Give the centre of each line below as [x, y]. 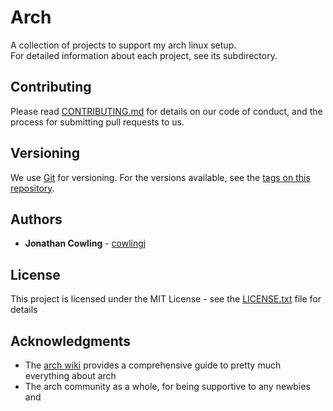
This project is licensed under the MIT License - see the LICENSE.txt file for [166, 299]
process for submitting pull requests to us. [97, 122]
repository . [32, 188]
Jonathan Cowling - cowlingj [85, 243]
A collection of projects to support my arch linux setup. [123, 45]
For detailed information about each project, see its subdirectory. [144, 55]
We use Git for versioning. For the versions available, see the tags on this [160, 177]
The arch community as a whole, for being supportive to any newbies [167, 386]
